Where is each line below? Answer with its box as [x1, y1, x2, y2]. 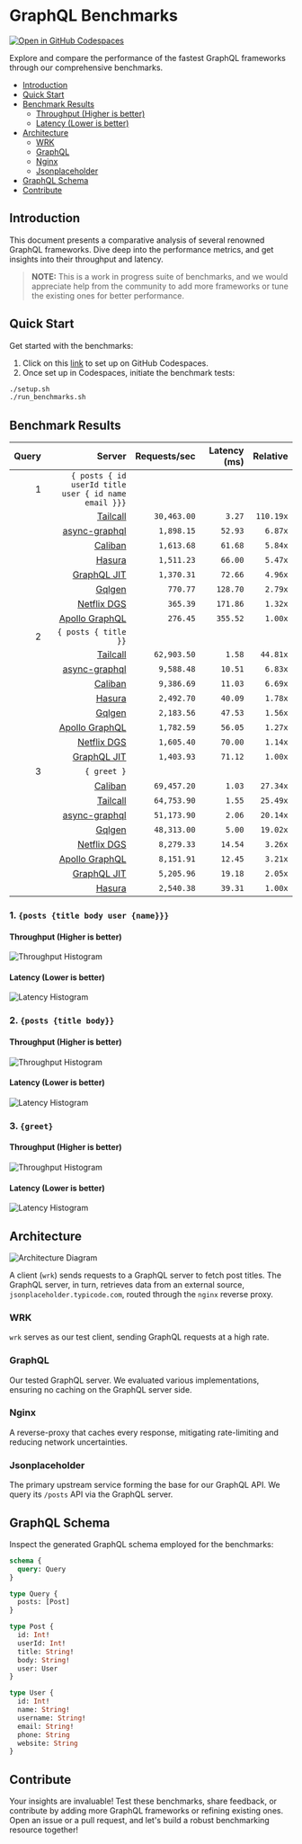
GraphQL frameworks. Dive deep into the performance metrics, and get [9, 244, 274, 254]
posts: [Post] [17, 1598, 70, 1607]
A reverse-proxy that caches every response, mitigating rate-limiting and [9, 1427, 279, 1438]
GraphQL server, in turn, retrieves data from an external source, [9, 1278, 245, 1290]
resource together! [9, 1824, 79, 1835]
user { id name [61, 489, 127, 499]
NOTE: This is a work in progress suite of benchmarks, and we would [31, 271, 289, 281]
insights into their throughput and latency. [9, 254, 164, 264]
